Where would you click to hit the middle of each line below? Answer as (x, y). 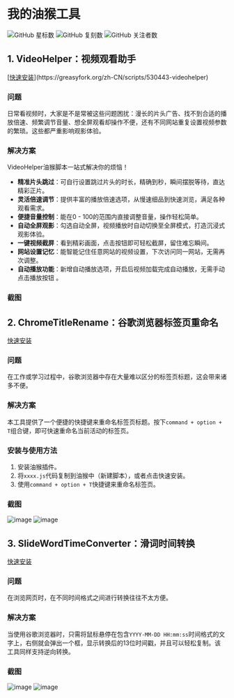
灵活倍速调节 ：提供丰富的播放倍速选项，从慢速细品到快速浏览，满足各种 (121, 199)
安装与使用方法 (32, 450)
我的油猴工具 (44, 14)
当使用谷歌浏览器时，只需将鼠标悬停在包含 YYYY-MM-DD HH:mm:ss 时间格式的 (113, 634)
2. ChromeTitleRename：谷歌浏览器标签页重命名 (113, 323)
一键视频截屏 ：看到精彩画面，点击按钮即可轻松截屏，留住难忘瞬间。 (115, 243)
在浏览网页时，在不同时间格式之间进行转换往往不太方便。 (89, 598)
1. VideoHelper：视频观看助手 (72, 59)
